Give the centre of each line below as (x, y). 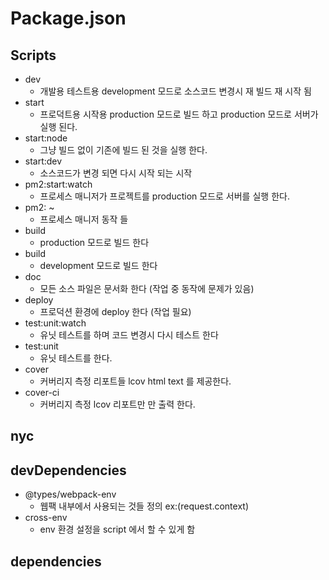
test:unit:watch (55, 323)
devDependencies (68, 470)
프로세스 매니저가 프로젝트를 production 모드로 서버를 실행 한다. (164, 196)
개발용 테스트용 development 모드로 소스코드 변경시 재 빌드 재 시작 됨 (175, 91)
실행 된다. (58, 126)
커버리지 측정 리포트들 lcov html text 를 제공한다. (135, 381)
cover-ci (42, 392)
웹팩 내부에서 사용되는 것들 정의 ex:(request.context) (144, 506)
